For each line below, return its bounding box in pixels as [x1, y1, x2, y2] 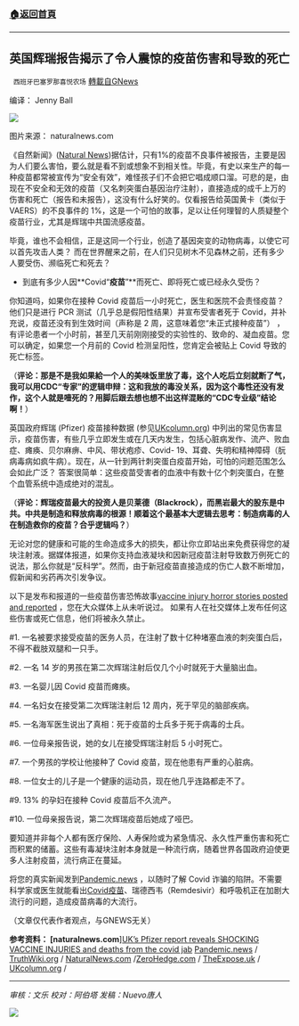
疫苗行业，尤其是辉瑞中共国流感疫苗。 [9, 217, 149, 227]
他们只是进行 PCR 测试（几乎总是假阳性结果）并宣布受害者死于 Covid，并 [9, 307, 279, 317]
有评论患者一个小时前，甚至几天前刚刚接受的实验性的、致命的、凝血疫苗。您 [9, 329, 290, 340]
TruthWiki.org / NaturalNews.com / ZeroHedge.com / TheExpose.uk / [9, 954, 261, 964]
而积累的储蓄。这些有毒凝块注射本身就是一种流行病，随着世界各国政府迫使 [9, 844, 282, 855]
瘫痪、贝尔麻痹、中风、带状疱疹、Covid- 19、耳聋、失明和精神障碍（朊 [24, 445, 287, 456]
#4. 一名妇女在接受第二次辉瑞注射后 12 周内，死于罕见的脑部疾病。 [9, 700, 255, 710]
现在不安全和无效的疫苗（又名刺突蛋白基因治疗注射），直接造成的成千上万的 [9, 183, 287, 193]
